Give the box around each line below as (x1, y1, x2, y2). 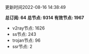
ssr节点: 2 (12, 44, 33, 49)
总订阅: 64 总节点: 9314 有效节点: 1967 (5, 15, 85, 21)
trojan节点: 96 (12, 37, 41, 43)
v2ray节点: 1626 (12, 25, 45, 31)
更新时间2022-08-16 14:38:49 (5, 4, 66, 10)
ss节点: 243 (12, 31, 36, 37)
